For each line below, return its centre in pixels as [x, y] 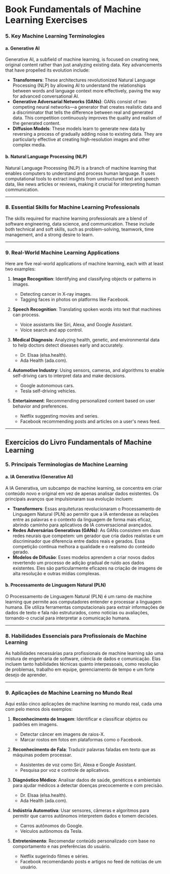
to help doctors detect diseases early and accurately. [68, 345]
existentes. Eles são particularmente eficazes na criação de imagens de [88, 568]
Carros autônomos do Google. [52, 826]
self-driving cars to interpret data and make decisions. [69, 376]
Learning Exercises [46, 20]
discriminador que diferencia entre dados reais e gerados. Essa [79, 541]
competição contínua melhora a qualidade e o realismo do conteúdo [84, 546]
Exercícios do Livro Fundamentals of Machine [78, 442]
